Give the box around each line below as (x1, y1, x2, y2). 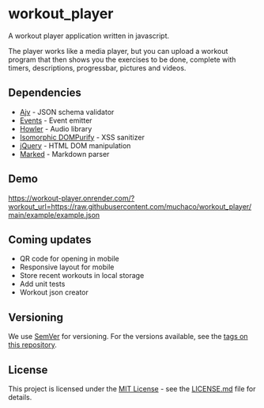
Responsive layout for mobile (19, 262, 115, 272)
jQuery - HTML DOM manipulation (19, 140, 131, 151)
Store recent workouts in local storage (19, 271, 145, 280)
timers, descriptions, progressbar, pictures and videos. (8, 63, 187, 72)
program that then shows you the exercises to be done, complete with (8, 55, 236, 64)
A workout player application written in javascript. (8, 31, 170, 40)
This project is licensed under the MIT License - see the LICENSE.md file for (8, 384, 256, 393)
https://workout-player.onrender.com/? (8, 193, 135, 203)
